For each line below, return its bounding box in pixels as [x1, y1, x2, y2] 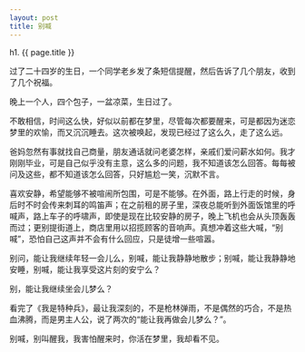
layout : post [9, 13, 59, 23]
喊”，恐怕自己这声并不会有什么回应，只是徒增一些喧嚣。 [9, 233, 221, 244]
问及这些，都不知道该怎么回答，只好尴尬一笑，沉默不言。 [9, 169, 224, 180]
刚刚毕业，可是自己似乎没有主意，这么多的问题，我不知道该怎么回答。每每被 [9, 157, 296, 168]
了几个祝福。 [9, 76, 57, 87]
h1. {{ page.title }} [9, 46, 75, 57]
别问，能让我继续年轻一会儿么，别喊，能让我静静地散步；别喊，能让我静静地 [9, 252, 296, 263]
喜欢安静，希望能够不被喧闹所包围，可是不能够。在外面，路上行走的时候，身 [9, 188, 296, 199]
